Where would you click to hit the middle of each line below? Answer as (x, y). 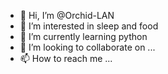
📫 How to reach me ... (66, 58)
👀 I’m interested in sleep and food (89, 26)
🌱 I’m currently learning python (83, 36)
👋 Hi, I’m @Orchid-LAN (67, 15)
